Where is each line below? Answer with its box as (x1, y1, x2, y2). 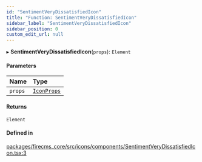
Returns (6, 103, 27, 110)
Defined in (6, 129, 33, 137)
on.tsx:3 (6, 149, 27, 157)
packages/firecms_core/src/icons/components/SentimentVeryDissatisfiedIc (6, 143, 196, 150)
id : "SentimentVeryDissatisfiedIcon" (6, 8, 102, 15)
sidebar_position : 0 (6, 25, 59, 32)
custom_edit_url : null (6, 32, 64, 38)
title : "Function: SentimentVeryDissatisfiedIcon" (6, 15, 137, 21)
